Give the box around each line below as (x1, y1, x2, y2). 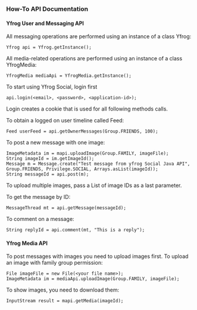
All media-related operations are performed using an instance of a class (6, 55, 183, 62)
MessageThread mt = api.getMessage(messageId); (6, 205, 127, 211)
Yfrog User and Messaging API (6, 20, 85, 27)
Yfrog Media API (6, 240, 48, 247)
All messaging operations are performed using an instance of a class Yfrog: (6, 33, 192, 40)
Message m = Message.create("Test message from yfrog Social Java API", (6, 161, 190, 167)
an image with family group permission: (6, 259, 103, 266)
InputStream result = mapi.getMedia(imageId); (6, 298, 124, 304)
